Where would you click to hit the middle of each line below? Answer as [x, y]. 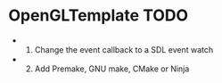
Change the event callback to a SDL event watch [124, 49]
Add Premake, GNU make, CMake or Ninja [112, 69]
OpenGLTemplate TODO [99, 16]
